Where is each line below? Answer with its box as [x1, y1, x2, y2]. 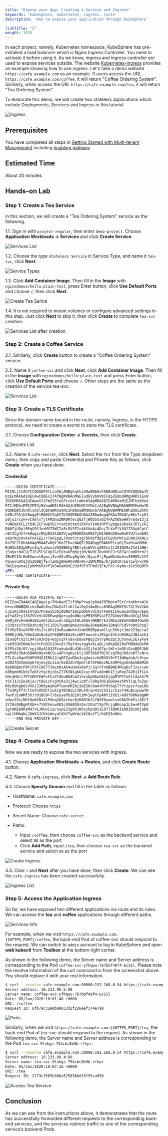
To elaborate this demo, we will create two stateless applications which [5, 96, 152, 103]
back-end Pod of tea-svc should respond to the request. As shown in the [5, 1030, 155, 1036]
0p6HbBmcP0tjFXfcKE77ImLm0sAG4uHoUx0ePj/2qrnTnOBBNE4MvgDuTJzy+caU [5, 665, 149, 670]
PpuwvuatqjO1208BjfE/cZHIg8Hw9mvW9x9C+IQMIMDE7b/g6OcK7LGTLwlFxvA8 [5, 559, 149, 564]
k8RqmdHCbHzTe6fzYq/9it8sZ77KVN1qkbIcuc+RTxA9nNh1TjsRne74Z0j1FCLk [5, 669, 149, 674]
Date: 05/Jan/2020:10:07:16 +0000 [5, 1064, 77, 1069]
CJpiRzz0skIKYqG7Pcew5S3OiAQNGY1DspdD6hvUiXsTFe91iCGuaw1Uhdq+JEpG [5, 609, 149, 614]
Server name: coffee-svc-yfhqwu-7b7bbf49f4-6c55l [5, 992, 111, 997]
